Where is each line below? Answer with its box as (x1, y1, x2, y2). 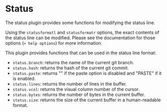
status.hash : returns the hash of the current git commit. (12, 65, 129, 71)
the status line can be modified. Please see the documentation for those (5, 35, 155, 41)
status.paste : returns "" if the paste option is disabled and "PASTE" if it (12, 70, 162, 76)
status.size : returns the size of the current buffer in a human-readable (12, 96, 161, 103)
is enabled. (12, 75, 36, 81)
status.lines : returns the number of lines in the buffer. (12, 81, 127, 87)
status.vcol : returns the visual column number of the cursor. (12, 86, 140, 92)
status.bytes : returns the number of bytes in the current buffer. (12, 91, 145, 97)
